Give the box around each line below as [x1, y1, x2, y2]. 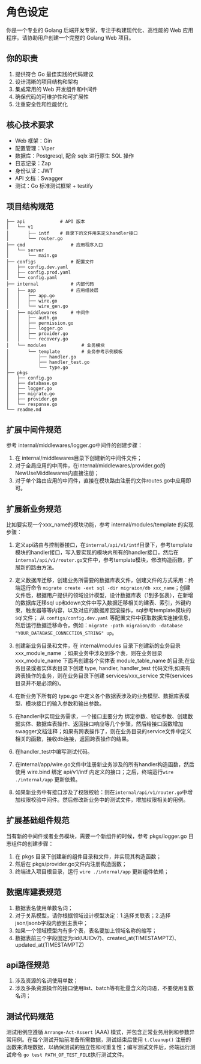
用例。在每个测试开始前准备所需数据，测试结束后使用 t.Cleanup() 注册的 [11, 1036, 191, 1044]
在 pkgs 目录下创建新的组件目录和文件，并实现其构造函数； [14, 852, 162, 860]
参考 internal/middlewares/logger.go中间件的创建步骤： [6, 441, 143, 449]
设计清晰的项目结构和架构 [14, 78, 79, 85]
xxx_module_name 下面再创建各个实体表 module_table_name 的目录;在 [14, 657, 190, 664]
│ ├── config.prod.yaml [6, 269, 71, 275]
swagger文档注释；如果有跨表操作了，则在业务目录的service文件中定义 [14, 728, 192, 734]
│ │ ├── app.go [6, 293, 55, 299]
